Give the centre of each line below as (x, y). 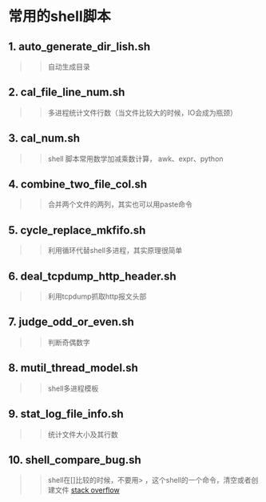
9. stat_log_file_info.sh (66, 414)
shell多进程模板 (73, 388)
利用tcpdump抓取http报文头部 (97, 296)
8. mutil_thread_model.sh (73, 368)
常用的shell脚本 (60, 16)
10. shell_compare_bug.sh (75, 460)
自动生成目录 (69, 66)
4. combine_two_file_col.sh (78, 185)
